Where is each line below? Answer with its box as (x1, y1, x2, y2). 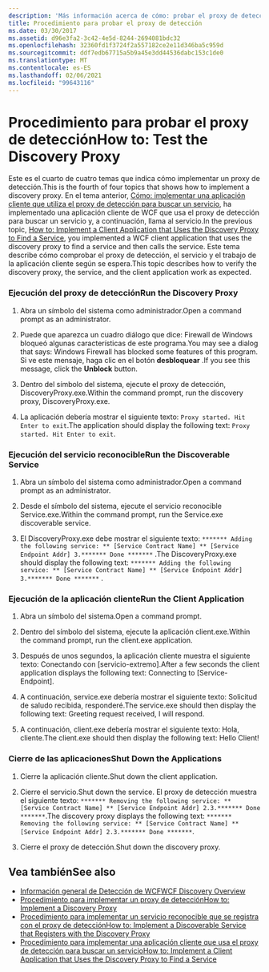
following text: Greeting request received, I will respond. (19, 709, 205, 719)
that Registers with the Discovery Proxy (19, 929, 151, 938)
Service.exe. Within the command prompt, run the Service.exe (19, 510, 223, 519)
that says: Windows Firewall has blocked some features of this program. (19, 346, 259, 357)
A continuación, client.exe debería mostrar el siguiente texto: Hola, (19, 724, 240, 734)
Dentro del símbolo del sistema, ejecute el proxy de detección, (19, 379, 227, 389)
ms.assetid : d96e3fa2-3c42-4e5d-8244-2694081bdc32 (8, 34, 181, 42)
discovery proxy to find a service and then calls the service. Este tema (8, 242, 240, 252)
